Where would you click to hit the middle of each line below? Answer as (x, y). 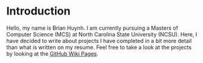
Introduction (39, 11)
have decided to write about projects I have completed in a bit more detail (99, 41)
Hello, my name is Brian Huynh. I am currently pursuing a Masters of (92, 28)
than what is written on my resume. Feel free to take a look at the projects (99, 47)
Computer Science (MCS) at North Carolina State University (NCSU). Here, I (102, 34)
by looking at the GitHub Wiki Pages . (53, 53)
